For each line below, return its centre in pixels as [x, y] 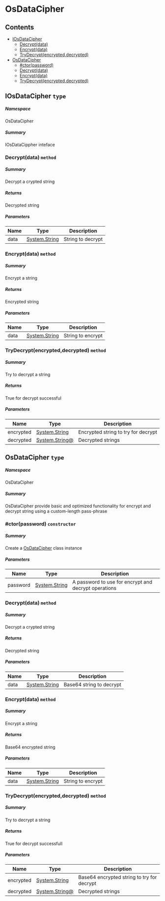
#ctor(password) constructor [41, 524]
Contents [20, 27]
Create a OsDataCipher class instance [44, 548]
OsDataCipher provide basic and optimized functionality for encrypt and [78, 506]
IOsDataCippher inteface [30, 145]
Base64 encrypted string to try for [118, 877]
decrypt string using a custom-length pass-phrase [56, 511]
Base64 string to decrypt [92, 684]
